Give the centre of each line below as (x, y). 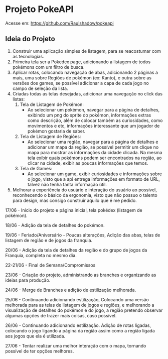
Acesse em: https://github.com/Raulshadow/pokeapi (59, 23)
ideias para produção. (28, 280)
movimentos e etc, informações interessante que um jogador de (94, 126)
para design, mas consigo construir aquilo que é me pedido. (74, 200)
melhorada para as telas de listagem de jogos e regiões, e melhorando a (80, 305)
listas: (19, 99)
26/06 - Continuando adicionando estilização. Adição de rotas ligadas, (78, 325)
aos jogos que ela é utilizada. (35, 336)
